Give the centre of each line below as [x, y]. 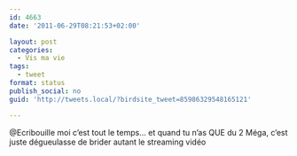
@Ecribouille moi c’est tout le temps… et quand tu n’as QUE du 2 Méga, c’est [148, 132]
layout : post [33, 42]
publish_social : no [45, 91]
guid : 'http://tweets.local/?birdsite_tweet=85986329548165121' [130, 99]
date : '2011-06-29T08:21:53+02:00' [75, 26]
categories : [31, 50]
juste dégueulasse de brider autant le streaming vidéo [108, 142]
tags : [19, 66]
